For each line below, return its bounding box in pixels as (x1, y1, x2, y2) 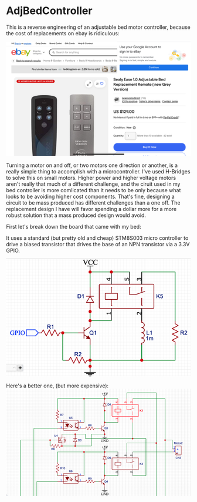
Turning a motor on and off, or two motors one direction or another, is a (6, 162, 178, 169)
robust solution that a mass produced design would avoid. (6, 212, 147, 219)
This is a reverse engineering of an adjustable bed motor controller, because (6, 24, 191, 31)
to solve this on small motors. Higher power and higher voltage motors (6, 174, 176, 181)
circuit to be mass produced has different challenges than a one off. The (6, 199, 181, 206)
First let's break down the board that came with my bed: (6, 223, 142, 230)
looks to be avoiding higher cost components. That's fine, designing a (6, 193, 175, 200)
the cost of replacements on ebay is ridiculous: (6, 29, 120, 36)
